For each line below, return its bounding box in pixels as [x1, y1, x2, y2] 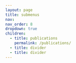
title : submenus [5, 12, 40, 17]
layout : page [5, 7, 33, 13]
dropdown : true [5, 26, 37, 31]
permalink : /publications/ [14, 41, 71, 46]
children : [5, 31, 26, 36]
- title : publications [10, 36, 58, 41]
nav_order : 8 [5, 21, 33, 27]
